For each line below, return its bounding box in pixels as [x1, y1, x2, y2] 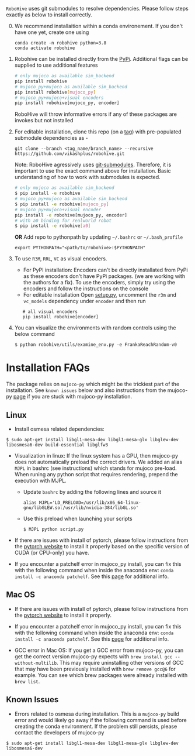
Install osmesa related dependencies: [14, 425, 105, 432]
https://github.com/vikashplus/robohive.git [14, 151, 125, 157]
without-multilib [14, 660, 57, 666]
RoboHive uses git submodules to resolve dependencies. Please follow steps [6, 5, 189, 12]
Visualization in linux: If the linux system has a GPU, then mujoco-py [14, 452, 179, 459]
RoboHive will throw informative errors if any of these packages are [14, 111, 177, 118]
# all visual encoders [22, 309, 78, 315]
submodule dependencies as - [14, 135, 89, 142]
